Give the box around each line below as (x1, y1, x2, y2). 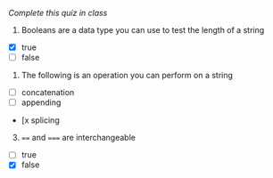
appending (21, 97, 62, 108)
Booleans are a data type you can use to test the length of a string (21, 25, 265, 35)
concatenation (21, 87, 75, 98)
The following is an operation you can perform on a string (21, 70, 234, 81)
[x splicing (21, 115, 60, 125)
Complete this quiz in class (8, 8, 108, 18)
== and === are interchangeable (21, 133, 136, 143)
